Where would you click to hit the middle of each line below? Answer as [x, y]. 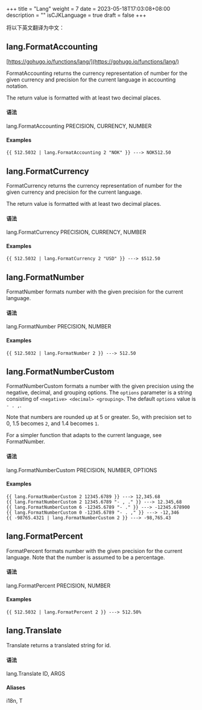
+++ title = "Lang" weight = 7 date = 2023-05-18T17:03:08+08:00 [88, 9]
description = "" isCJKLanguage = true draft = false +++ [76, 15]
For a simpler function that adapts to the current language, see [84, 435]
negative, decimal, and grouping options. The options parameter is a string [99, 392]
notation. [17, 86]
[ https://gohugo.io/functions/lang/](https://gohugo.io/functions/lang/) [93, 61]
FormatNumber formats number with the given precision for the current [95, 292]
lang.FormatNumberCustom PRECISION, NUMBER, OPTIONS [82, 470]
